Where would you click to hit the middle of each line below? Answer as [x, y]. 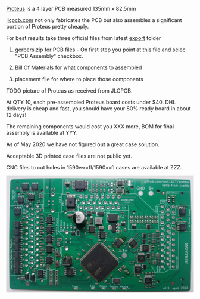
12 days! [16, 115]
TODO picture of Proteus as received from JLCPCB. [69, 91]
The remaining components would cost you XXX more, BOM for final [90, 127]
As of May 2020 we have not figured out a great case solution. [83, 144]
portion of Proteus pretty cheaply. [48, 27]
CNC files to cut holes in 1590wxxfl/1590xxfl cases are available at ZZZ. [94, 167]
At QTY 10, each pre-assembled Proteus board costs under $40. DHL [91, 102]
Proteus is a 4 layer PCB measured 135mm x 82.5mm [71, 9]
